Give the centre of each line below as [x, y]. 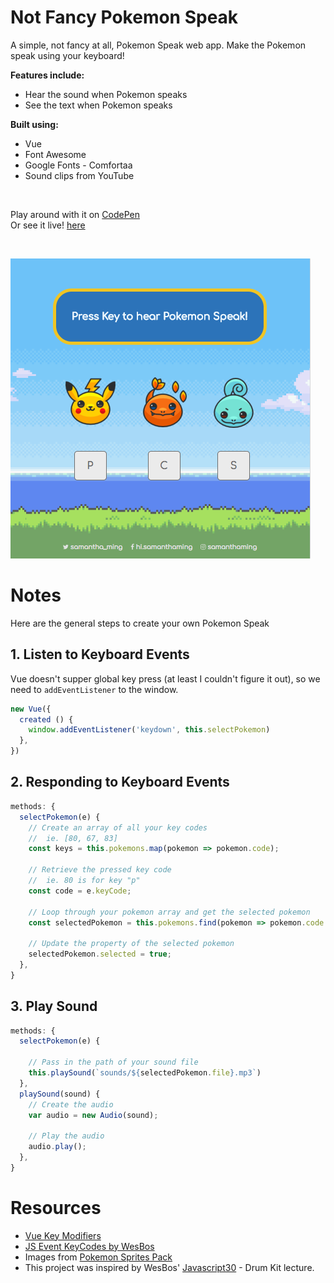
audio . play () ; [57, 1147]
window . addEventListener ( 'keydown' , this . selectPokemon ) [149, 730]
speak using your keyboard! [67, 55]
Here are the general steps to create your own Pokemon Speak [140, 623]
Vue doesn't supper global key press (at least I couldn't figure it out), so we [165, 678]
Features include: [47, 75]
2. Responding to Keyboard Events [120, 782]
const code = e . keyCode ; [80, 891]
